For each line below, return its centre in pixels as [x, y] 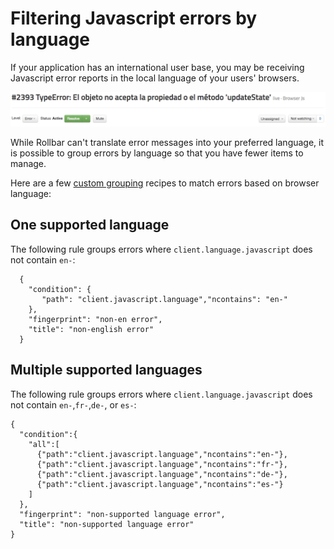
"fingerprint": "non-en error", [95, 319]
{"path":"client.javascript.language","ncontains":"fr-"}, [162, 464]
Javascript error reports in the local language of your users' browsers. [155, 78]
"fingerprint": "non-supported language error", [122, 514]
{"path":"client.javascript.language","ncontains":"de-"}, [162, 474]
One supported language [90, 225]
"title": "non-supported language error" [107, 524]
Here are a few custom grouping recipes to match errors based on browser [165, 183]
